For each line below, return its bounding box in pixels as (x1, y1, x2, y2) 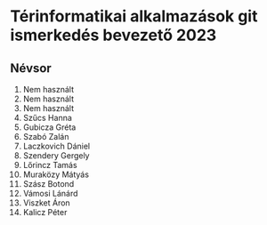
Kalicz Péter (22, 207, 68, 217)
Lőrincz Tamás (22, 160, 78, 170)
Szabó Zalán (22, 132, 69, 141)
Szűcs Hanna (22, 113, 72, 123)
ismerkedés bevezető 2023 (10, 25, 217, 45)
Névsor (10, 60, 52, 76)
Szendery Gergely (22, 150, 90, 161)
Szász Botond (22, 179, 75, 189)
